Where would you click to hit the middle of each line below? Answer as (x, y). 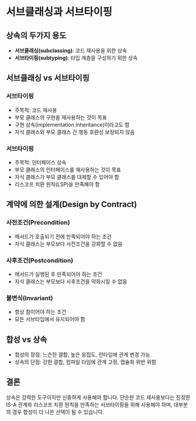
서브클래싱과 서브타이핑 (59, 12)
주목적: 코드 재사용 (36, 110)
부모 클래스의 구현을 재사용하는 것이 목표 (61, 117)
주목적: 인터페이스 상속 (40, 162)
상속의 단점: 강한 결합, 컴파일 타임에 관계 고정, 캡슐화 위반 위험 (85, 362)
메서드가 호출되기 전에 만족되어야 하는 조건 (63, 236)
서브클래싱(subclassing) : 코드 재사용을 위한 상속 (71, 51)
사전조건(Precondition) (38, 223)
